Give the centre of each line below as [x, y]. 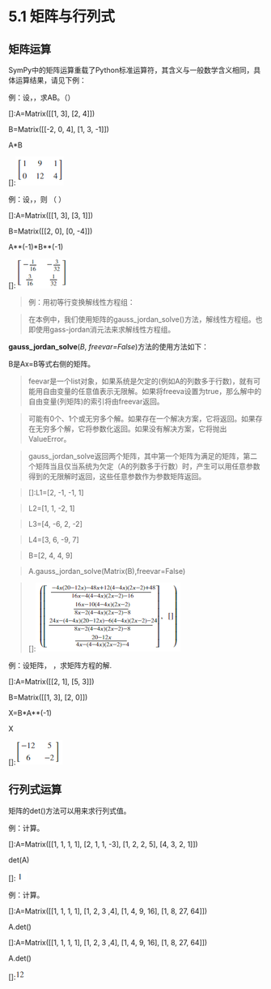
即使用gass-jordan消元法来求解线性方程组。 [102, 330]
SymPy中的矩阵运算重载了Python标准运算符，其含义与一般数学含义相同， [131, 70]
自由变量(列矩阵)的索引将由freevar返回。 [96, 401]
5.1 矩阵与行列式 [62, 17]
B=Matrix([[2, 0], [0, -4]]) [51, 231]
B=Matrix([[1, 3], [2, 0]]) [48, 697]
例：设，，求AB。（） [42, 97]
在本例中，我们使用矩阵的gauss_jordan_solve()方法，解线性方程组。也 [145, 319]
